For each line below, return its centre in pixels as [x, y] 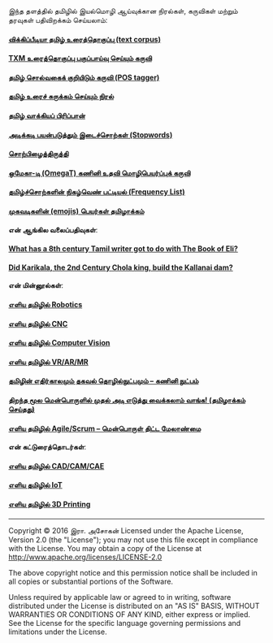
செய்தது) [22, 409]
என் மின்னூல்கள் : [36, 285]
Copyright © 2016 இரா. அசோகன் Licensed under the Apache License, [126, 530]
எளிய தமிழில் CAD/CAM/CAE [56, 466]
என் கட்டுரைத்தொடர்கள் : [48, 447]
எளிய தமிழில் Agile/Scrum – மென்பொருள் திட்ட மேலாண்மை [105, 428]
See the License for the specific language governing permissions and [125, 623]
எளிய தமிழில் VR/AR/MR [49, 362]
